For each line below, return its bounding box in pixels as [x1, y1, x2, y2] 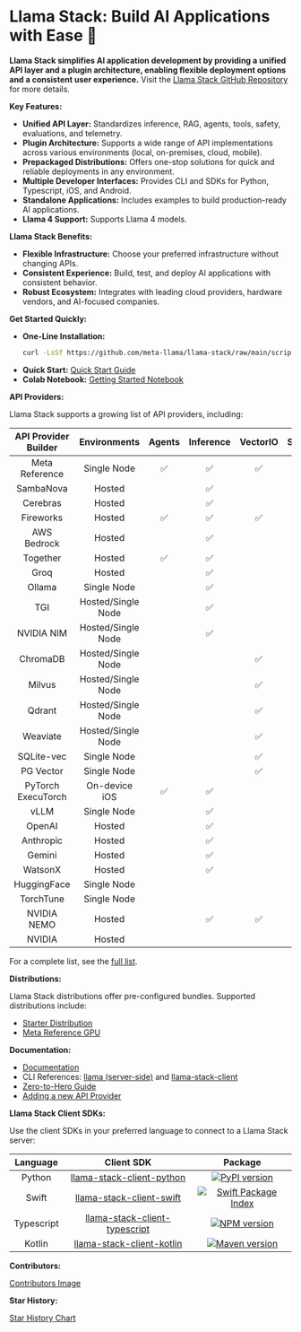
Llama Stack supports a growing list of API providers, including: [9, 408, 244, 419]
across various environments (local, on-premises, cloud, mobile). [21, 146, 262, 158]
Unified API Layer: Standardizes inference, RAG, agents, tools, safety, [21, 118, 280, 129]
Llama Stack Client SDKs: [9, 1108, 106, 1119]
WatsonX [22, 863, 62, 875]
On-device [86, 779, 133, 791]
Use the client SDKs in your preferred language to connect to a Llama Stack [9, 1125, 288, 1136]
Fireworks [21, 511, 64, 524]
